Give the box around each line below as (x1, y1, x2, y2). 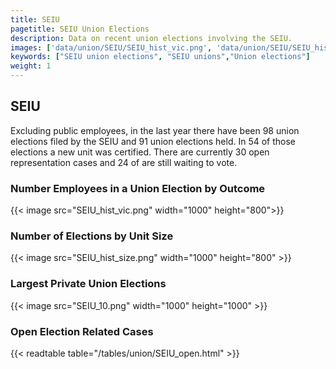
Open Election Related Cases (10, 324, 154, 338)
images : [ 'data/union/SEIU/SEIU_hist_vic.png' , (10, 42, 213, 53)
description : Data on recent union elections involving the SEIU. (10, 33, 293, 43)
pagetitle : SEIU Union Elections (10, 24, 150, 34)
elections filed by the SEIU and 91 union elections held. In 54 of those (10, 135, 297, 147)
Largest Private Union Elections (10, 277, 167, 291)
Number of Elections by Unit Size (10, 229, 174, 243)
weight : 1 (10, 61, 52, 71)
